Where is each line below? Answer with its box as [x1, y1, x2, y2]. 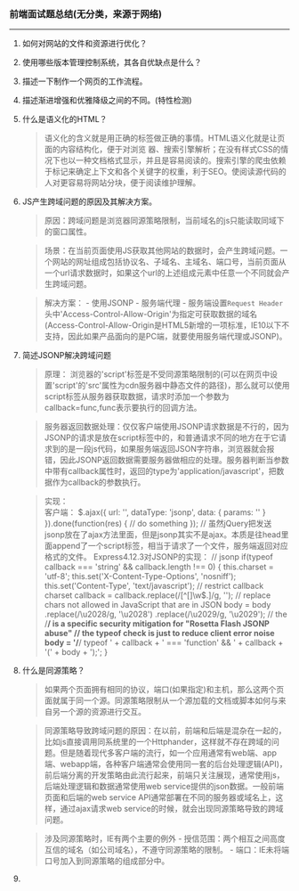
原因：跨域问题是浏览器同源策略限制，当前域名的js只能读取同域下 [44, 216, 285, 226]
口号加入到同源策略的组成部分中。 [44, 855, 170, 866]
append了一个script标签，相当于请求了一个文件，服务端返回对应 [52, 541, 288, 552]
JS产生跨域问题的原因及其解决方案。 [21, 196, 158, 207]
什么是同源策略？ [21, 666, 85, 676]
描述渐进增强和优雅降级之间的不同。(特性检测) [21, 95, 193, 106]
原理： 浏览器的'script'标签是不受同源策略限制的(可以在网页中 [44, 369, 271, 380]
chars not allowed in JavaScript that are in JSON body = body [44, 600, 271, 610]
